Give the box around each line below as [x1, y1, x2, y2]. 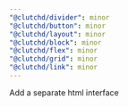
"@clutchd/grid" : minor [9, 54, 98, 63]
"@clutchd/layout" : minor [9, 29, 106, 38]
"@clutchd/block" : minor [9, 37, 102, 47]
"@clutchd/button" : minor [9, 21, 106, 30]
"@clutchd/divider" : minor [9, 12, 110, 22]
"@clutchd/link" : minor [9, 63, 98, 72]
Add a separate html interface [9, 86, 119, 98]
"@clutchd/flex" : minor [9, 46, 98, 55]
